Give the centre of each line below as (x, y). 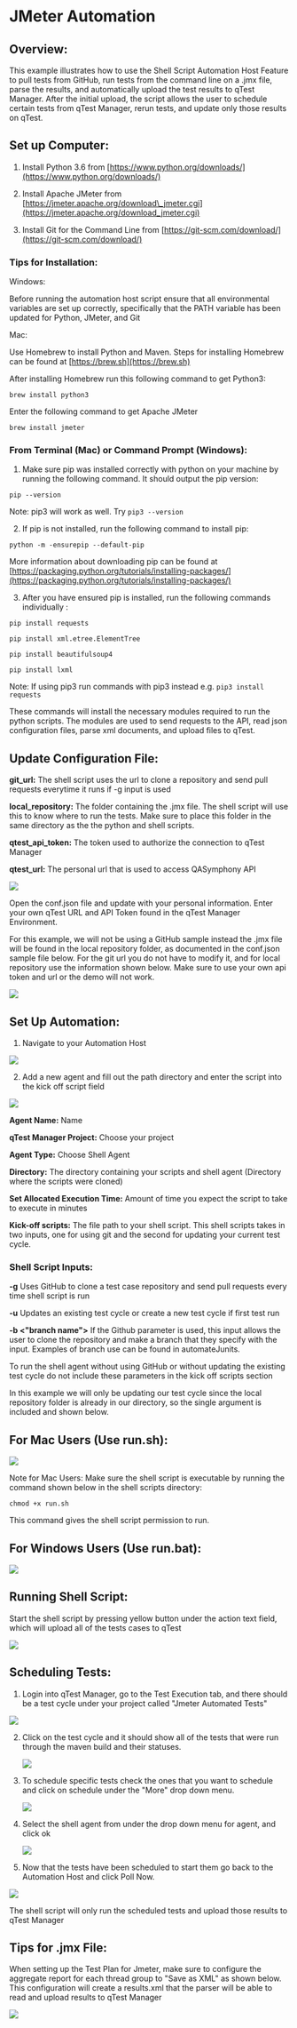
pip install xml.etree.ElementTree (75, 639)
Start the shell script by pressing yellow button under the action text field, (143, 1618)
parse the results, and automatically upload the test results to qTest (132, 89)
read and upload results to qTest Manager (86, 1998)
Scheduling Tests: (60, 1673)
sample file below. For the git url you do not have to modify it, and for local (145, 958)
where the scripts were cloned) (66, 1182)
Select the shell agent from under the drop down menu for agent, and (149, 1824)
